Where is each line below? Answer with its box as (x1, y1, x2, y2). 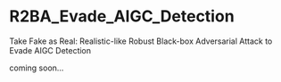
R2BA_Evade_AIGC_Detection (9, 6, 235, 27)
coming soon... (9, 62, 64, 73)
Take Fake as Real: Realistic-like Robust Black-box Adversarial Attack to (9, 36, 273, 46)
